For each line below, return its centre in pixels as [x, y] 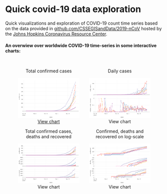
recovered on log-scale [120, 136]
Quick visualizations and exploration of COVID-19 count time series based [81, 23]
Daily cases [120, 71]
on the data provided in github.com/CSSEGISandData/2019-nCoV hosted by [83, 28]
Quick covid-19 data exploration [73, 9]
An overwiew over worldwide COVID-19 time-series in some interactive [81, 45]
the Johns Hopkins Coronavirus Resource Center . [56, 34]
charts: [13, 51]
